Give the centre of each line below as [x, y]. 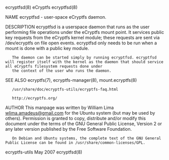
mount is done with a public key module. [47, 48]
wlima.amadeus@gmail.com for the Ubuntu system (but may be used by [80, 113]
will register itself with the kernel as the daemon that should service [84, 62]
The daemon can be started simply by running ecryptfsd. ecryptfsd [84, 58]
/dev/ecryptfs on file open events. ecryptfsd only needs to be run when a [81, 43]
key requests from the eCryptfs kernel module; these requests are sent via [82, 38]
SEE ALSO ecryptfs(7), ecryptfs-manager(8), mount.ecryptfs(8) [71, 80]
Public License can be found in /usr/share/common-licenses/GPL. [75, 143]
